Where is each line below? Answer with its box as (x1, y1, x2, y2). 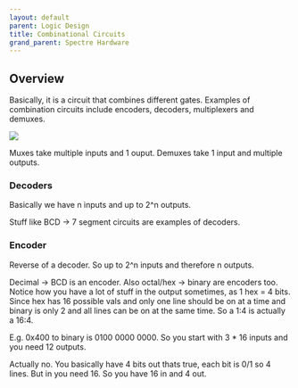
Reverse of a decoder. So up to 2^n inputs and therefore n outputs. (9, 260, 254, 270)
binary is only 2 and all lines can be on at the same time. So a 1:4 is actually (9, 305, 286, 316)
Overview (9, 70, 65, 86)
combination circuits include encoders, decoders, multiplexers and (9, 104, 254, 115)
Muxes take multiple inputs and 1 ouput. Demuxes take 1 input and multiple (9, 148, 283, 159)
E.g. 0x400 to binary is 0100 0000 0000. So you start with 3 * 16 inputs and (9, 332, 288, 343)
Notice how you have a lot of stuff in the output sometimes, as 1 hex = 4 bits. (9, 286, 291, 297)
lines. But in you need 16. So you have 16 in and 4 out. (9, 367, 207, 379)
